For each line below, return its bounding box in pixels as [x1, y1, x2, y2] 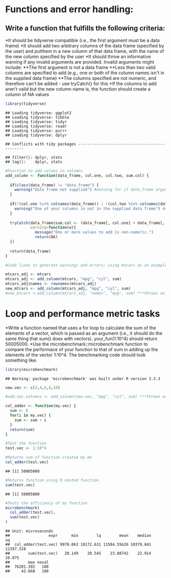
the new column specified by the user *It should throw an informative [5, 53, 151, 60]
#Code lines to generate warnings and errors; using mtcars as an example [5, 263, 167, 268]
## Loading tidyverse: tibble [5, 114, 70, 120]
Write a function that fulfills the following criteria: [5, 24, 165, 33]
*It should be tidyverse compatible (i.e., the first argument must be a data [5, 37, 160, 43]
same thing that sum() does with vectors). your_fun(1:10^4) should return [5, 335, 158, 341]
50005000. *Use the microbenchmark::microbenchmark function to [5, 341, 148, 347]
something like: [5, 357, 37, 363]
